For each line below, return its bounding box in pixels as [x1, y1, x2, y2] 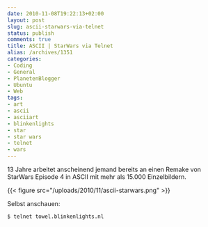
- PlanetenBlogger [7, 75, 61, 82]
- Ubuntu [7, 81, 33, 88]
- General [7, 68, 36, 75]
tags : [7, 95, 23, 102]
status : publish [7, 29, 54, 37]
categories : [7, 56, 42, 63]
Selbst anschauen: [7, 200, 61, 208]
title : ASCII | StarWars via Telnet [7, 42, 113, 49]
